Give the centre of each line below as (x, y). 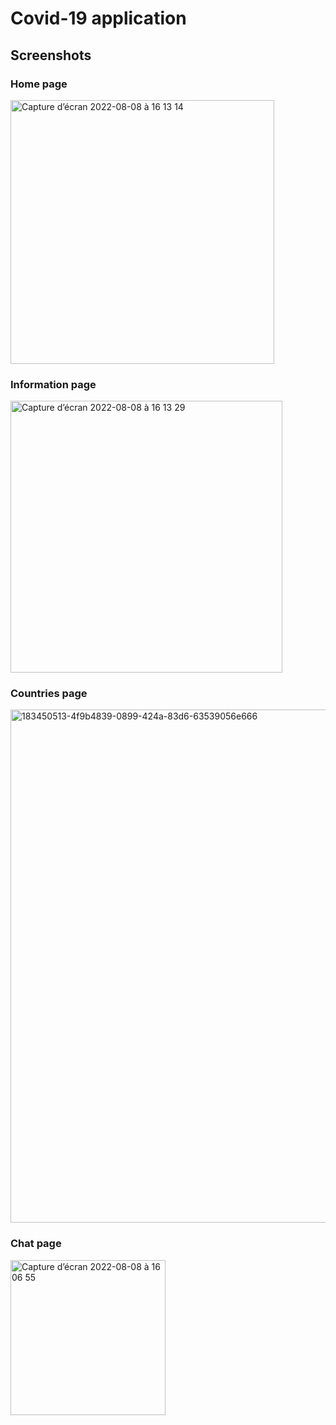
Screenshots (51, 55)
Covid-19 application (98, 18)
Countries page (49, 694)
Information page (53, 384)
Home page (39, 84)
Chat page (36, 1244)
